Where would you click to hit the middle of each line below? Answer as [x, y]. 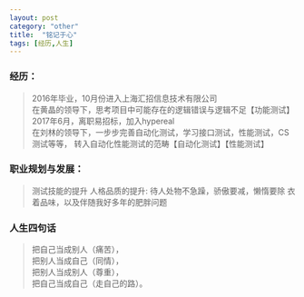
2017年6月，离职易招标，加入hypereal [103, 121]
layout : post [34, 18]
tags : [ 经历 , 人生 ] [42, 43]
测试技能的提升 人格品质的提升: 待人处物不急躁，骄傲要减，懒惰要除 [158, 191]
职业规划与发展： [47, 169]
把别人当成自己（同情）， [78, 261]
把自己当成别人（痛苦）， [78, 250]
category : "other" [44, 26]
